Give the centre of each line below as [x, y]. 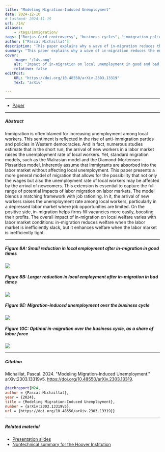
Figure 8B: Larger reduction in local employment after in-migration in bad [82, 277]
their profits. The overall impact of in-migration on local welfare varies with [81, 217]
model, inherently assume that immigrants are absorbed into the [92, 165]
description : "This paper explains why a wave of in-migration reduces [80, 46]
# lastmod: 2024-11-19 [28, 19]
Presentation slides [32, 439]
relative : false [31, 69]
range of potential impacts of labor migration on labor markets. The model [80, 191]
